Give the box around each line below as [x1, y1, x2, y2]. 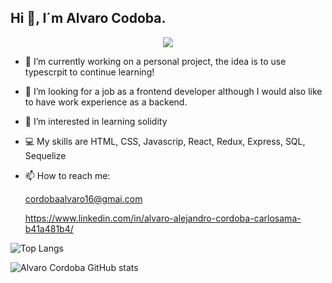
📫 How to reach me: [24, 169, 111, 181]
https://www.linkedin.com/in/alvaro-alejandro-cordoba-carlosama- [24, 212, 302, 224]
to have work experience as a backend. [24, 96, 188, 108]
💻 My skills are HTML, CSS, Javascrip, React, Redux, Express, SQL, [24, 135, 306, 147]
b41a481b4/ [24, 222, 74, 235]
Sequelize [24, 149, 67, 161]
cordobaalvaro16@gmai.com [24, 192, 143, 205]
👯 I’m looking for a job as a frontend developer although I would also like [24, 85, 323, 97]
